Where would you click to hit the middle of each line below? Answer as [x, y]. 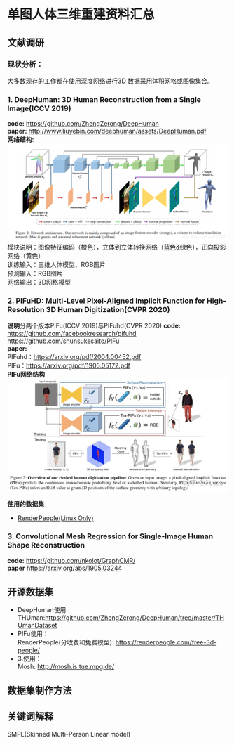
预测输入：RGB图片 [35, 273]
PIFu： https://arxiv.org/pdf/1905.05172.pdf [69, 365]
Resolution [26, 309]
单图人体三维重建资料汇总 [81, 14]
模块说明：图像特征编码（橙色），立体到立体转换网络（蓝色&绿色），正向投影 [117, 247]
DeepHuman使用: [42, 610]
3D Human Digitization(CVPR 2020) [108, 309]
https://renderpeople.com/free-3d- [166, 642]
